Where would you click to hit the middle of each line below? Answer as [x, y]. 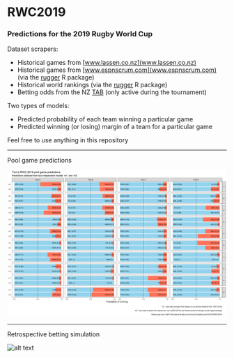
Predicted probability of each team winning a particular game [105, 119]
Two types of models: [38, 106]
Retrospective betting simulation [54, 334]
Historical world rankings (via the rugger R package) [92, 85]
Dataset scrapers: [33, 49]
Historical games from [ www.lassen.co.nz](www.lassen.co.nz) [107, 63]
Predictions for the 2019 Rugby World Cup [80, 34]
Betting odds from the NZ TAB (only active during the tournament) [112, 92]
